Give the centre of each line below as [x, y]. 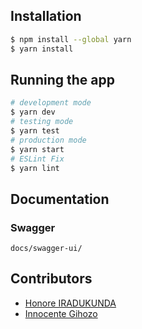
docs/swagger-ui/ [46, 249]
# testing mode [42, 122]
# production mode [48, 140]
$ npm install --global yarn [71, 39]
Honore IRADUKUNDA [70, 303]
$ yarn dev [33, 112]
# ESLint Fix [37, 159]
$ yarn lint [35, 168]
